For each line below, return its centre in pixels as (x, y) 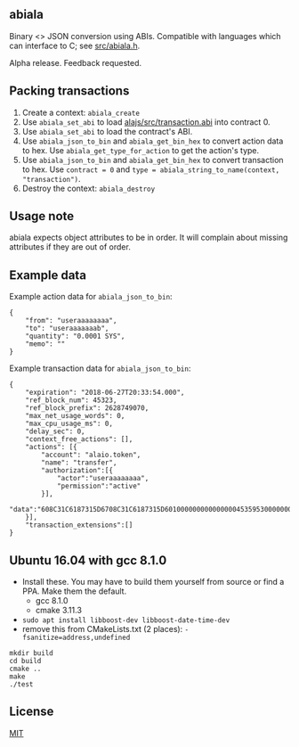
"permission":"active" (99, 486)
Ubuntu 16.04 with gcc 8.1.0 (88, 560)
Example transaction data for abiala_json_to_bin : (100, 368)
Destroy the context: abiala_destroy (89, 188)
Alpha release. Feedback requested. (76, 62)
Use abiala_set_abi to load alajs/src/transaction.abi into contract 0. (146, 122)
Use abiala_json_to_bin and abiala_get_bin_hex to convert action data (153, 141)
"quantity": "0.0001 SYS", (75, 337)
